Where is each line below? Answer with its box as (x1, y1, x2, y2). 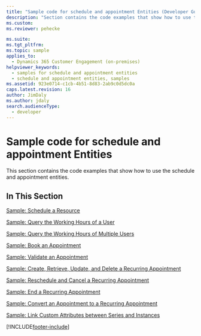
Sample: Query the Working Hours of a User (6, 218, 115, 226)
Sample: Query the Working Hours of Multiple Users (6, 230, 135, 238)
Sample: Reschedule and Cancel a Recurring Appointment (6, 277, 150, 284)
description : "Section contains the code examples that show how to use (6, 14, 191, 20)
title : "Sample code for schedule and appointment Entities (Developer (6, 8, 188, 15)
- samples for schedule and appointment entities (11, 70, 138, 76)
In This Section (6, 191, 63, 201)
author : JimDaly (6, 92, 47, 98)
